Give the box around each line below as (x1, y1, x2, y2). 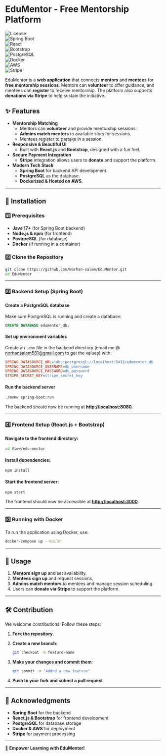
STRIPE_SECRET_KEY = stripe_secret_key (5, 373, 83, 378)
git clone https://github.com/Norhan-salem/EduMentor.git (5, 267, 127, 272)
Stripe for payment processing (12, 731, 75, 737)
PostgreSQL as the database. (19, 172, 80, 179)
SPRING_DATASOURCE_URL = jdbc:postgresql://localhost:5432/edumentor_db (5, 359, 154, 365)
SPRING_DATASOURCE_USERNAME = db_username (5, 364, 90, 369)
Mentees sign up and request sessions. (12, 576, 94, 582)
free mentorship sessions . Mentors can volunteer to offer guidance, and (5, 82, 155, 88)
